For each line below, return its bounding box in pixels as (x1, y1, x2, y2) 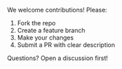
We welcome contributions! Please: (7, 6, 108, 14)
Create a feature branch (17, 27, 85, 34)
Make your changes (17, 33, 74, 42)
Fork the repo (17, 19, 57, 27)
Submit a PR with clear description (17, 41, 116, 49)
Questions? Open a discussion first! (7, 54, 108, 62)
